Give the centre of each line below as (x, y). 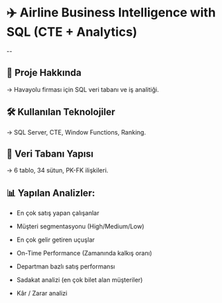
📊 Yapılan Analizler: (51, 193)
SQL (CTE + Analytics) (72, 32)
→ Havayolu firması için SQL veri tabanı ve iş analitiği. (83, 89)
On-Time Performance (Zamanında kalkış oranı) (84, 253)
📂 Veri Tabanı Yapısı (50, 154)
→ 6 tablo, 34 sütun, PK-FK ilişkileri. (57, 170)
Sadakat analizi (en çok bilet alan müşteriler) (80, 280)
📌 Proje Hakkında (44, 73)
